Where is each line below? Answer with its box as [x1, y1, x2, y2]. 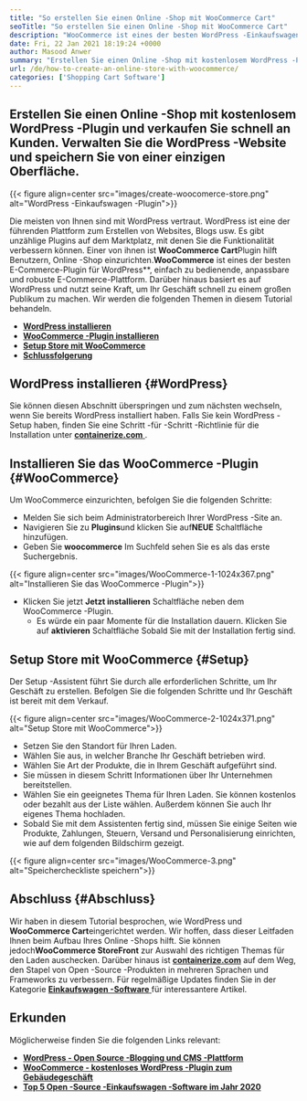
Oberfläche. [9, 164, 80, 179]
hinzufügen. [22, 532, 69, 543]
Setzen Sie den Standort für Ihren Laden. [22, 741, 177, 751]
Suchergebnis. [22, 551, 78, 562]
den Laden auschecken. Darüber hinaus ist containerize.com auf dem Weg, [9, 954, 297, 965]
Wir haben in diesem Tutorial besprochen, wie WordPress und [9, 916, 242, 926]
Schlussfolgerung [22, 349, 93, 361]
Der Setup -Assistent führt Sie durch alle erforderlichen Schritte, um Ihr [9, 676, 278, 686]
